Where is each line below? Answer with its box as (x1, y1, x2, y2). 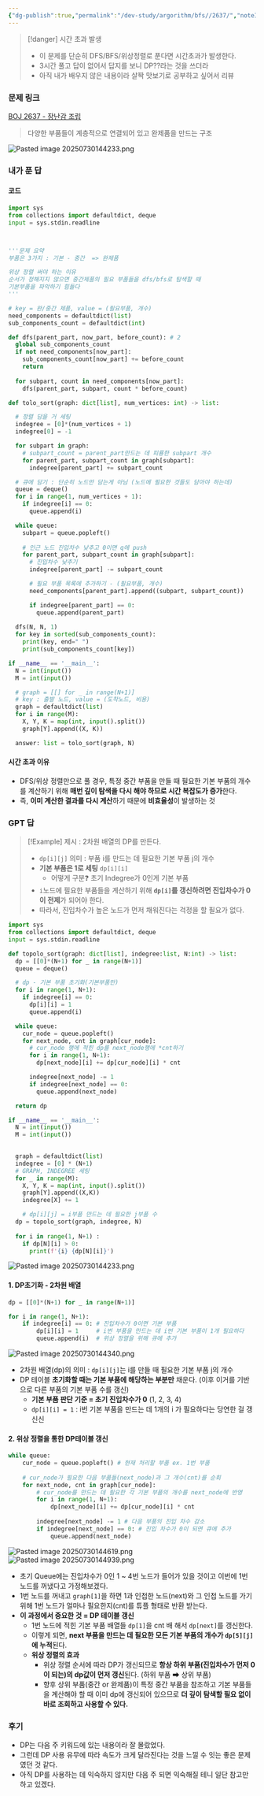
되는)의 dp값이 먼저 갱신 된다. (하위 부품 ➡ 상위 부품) (50, 1669, 212, 1679)
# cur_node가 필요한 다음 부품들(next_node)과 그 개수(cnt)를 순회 (22, 1474, 222, 1482)
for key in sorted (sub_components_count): (15, 631, 156, 639)
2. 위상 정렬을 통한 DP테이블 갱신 (8, 1434, 108, 1443)
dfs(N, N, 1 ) (15, 623, 58, 631)
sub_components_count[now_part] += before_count (22, 355, 185, 363)
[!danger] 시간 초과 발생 (27, 34, 102, 43)
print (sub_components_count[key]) (22, 645, 135, 654)
